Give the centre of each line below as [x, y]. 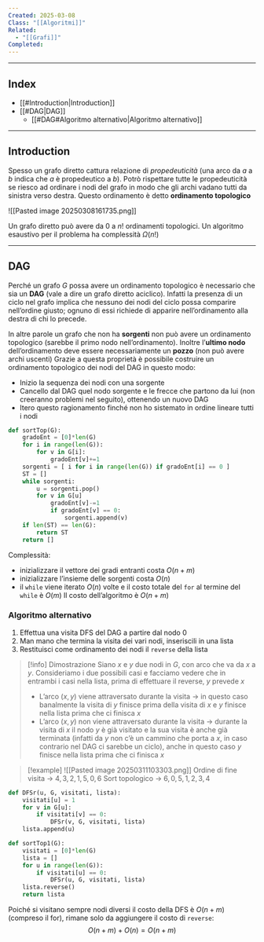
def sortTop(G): [35, 430]
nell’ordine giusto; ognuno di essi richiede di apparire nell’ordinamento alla [128, 310]
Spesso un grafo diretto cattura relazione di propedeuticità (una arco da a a [130, 170]
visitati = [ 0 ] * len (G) [59, 850]
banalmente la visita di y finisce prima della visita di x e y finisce [143, 705]
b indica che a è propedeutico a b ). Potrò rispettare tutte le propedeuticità [128, 178]
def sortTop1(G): [37, 844]
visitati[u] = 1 [49, 800]
